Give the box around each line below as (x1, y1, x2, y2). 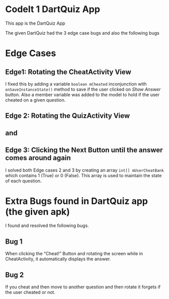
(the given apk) (5, 206, 70, 217)
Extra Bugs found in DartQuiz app (5, 195, 148, 207)
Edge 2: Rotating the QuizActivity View (5, 112, 130, 120)
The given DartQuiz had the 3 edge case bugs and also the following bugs (5, 30, 160, 36)
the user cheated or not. (5, 289, 55, 295)
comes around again (5, 154, 71, 162)
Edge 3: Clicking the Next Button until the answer (5, 146, 163, 155)
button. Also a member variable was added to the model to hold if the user (5, 92, 160, 98)
